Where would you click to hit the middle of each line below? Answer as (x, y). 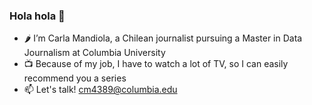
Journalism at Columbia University (94, 53)
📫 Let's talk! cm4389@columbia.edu (100, 90)
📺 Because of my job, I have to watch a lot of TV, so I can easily (156, 64)
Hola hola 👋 (37, 16)
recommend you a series (75, 78)
